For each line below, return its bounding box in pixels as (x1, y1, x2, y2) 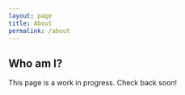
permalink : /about (8, 27, 70, 35)
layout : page (8, 11, 53, 20)
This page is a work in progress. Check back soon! (8, 78, 178, 88)
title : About (8, 19, 53, 27)
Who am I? (8, 56, 63, 70)
